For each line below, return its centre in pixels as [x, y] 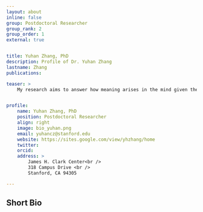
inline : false [24, 18]
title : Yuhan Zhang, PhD [37, 56]
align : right [34, 123]
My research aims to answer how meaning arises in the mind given [102, 89]
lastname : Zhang [27, 67]
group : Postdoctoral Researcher [47, 23]
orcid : [25, 151]
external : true [25, 40]
